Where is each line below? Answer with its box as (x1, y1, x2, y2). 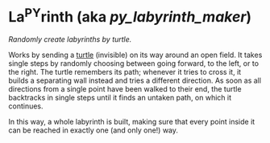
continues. (8, 101, 44, 111)
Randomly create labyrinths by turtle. (8, 35, 132, 44)
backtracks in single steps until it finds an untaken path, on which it (8, 93, 232, 103)
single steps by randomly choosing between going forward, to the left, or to (8, 59, 260, 68)
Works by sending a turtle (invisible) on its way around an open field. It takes (8, 50, 263, 60)
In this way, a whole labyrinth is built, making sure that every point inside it (8, 117, 255, 127)
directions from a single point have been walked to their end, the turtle (8, 84, 242, 94)
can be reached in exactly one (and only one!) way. (8, 125, 179, 135)
